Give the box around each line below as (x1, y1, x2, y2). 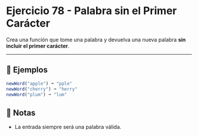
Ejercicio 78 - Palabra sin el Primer (6, 4, 177, 18)
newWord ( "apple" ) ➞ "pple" (6, 81, 72, 87)
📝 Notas (6, 108, 36, 118)
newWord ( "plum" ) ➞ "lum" (6, 91, 67, 98)
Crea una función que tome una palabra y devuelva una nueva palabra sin (6, 36, 186, 43)
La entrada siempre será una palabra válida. (14, 124, 122, 131)
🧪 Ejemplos (6, 65, 48, 75)
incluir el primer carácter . (6, 42, 70, 49)
